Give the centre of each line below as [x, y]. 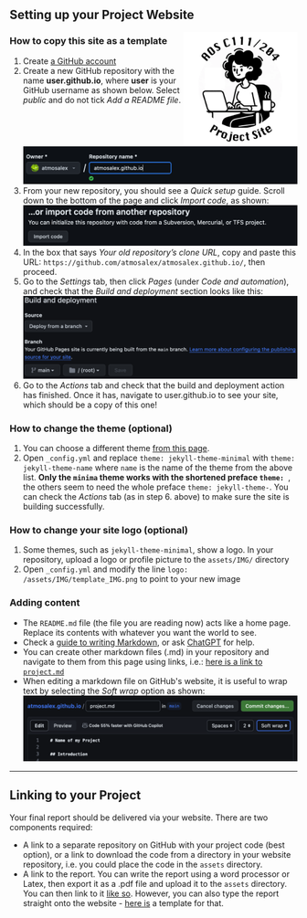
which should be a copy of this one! [90, 405]
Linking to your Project [75, 795]
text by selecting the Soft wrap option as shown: [114, 691]
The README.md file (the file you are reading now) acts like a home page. [156, 623]
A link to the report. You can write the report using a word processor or [156, 874]
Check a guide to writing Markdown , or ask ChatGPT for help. [138, 642]
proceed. [40, 271]
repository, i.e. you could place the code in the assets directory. [143, 864]
